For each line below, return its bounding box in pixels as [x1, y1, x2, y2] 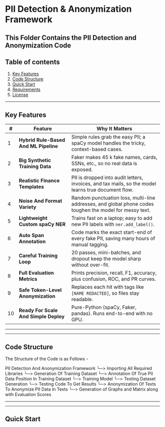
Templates [19, 183, 44, 190]
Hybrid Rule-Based [19, 137, 65, 144]
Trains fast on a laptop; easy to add [71, 215, 153, 222]
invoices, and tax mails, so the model [71, 181, 156, 187]
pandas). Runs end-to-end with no [71, 310, 153, 317]
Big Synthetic [19, 157, 52, 164]
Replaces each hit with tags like [71, 284, 144, 291]
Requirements [12, 87, 41, 92]
